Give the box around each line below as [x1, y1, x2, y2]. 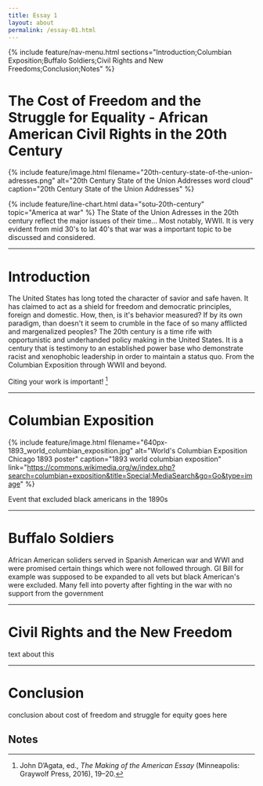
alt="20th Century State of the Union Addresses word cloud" [56, 176, 254, 185]
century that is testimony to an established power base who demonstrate [8, 344, 244, 353]
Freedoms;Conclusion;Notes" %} [8, 64, 115, 74]
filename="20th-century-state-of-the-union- [108, 168, 253, 177]
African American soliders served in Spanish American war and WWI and [8, 555, 244, 565]
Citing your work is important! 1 [8, 376, 108, 386]
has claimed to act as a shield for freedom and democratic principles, [8, 302, 232, 311]
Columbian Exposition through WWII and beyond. [8, 360, 167, 369]
